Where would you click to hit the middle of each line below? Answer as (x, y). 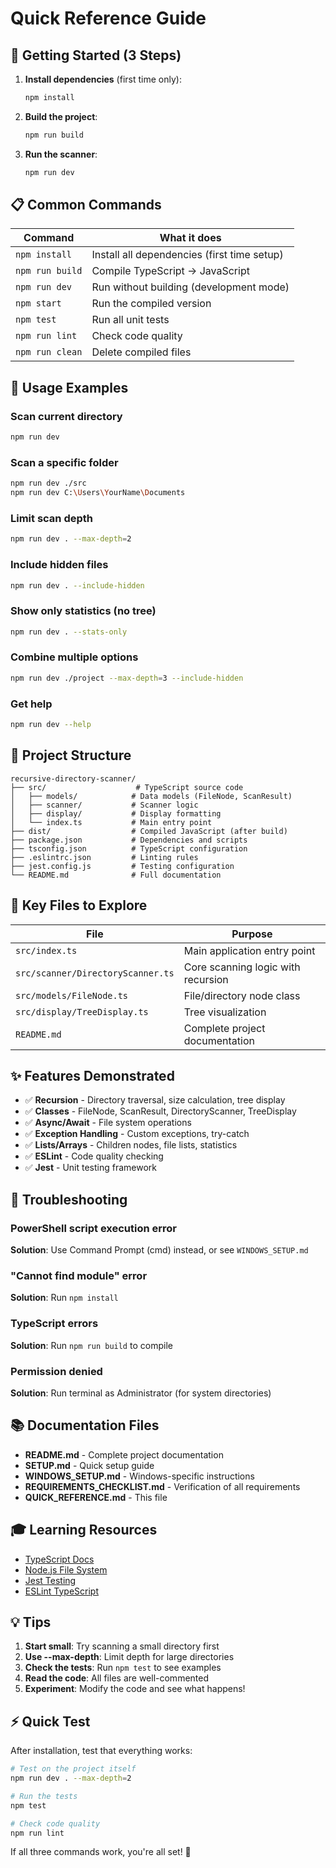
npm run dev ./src (48, 483)
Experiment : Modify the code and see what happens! (135, 1689)
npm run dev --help (51, 725)
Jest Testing (50, 1580)
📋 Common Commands (86, 205)
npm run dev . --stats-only (69, 632)
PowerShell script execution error (94, 1228)
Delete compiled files (141, 352)
